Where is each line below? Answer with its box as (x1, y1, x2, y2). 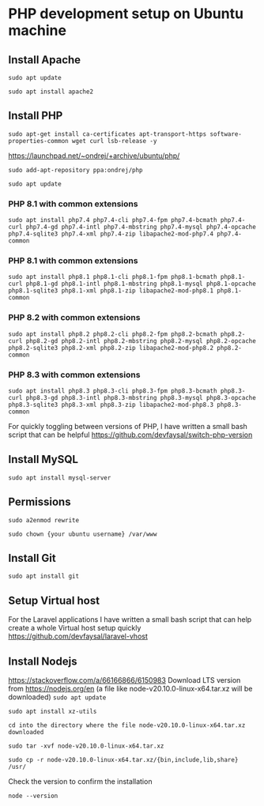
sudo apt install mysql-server (8, 473, 111, 482)
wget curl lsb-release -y (71, 137, 157, 145)
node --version (8, 792, 58, 800)
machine (8, 21, 67, 40)
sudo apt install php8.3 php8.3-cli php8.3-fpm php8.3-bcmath (8, 387, 217, 395)
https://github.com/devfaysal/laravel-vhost (8, 631, 148, 641)
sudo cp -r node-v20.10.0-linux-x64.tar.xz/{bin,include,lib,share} (8, 756, 239, 764)
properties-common (8, 137, 69, 145)
